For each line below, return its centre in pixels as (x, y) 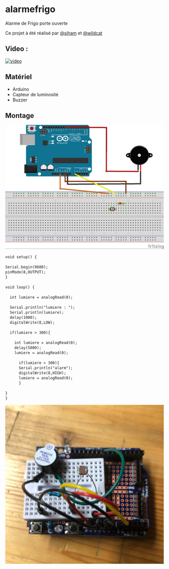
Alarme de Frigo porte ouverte (36, 23)
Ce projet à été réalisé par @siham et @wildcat (54, 33)
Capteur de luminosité (35, 94)
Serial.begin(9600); (27, 267)
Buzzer (20, 100)
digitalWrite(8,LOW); (32, 322)
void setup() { (21, 257)
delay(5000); (28, 348)
